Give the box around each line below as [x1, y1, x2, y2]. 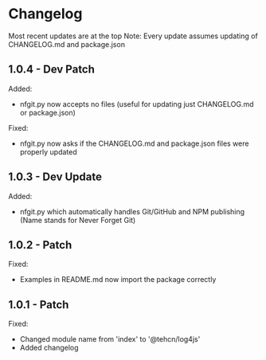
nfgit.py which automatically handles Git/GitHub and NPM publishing [19, 206, 245, 216]
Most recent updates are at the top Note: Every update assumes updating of [8, 31, 259, 41]
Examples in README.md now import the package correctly [19, 275, 217, 284]
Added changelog [19, 343, 79, 353]
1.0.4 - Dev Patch [8, 63, 96, 76]
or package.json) [19, 108, 76, 117]
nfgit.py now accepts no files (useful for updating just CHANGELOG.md [19, 99, 254, 108]
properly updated [19, 147, 77, 156]
